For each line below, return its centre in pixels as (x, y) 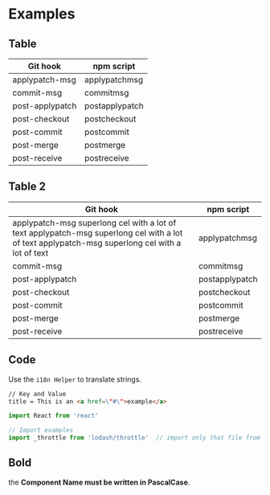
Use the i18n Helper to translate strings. (75, 379)
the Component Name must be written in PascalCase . (99, 482)
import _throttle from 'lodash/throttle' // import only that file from (135, 438)
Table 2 (27, 187)
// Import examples (41, 431)
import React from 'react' (53, 416)
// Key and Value (37, 394)
